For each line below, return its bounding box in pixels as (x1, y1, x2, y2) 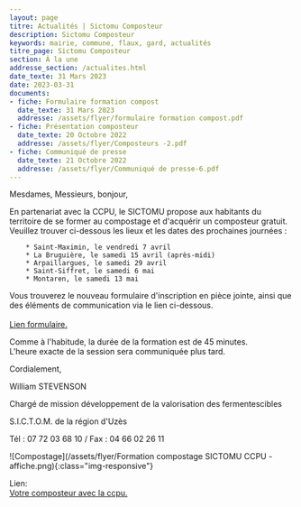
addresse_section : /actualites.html (9, 64, 147, 73)
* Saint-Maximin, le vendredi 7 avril (25, 243, 171, 253)
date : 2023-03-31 (9, 80, 75, 89)
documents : (9, 88, 50, 97)
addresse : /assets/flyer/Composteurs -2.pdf (17, 139, 187, 148)
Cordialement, (9, 364, 62, 374)
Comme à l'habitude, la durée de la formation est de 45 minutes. (9, 336, 249, 347)
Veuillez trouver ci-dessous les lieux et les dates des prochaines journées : (9, 226, 287, 236)
